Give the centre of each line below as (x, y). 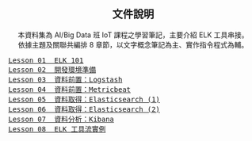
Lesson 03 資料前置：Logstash (65, 79)
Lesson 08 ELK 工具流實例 (57, 129)
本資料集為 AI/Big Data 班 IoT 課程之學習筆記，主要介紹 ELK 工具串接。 (133, 35)
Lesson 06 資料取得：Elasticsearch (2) (84, 109)
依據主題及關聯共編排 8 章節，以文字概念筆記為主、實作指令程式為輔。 (133, 44)
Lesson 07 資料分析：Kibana (61, 119)
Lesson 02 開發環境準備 (52, 69)
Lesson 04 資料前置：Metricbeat (70, 89)
